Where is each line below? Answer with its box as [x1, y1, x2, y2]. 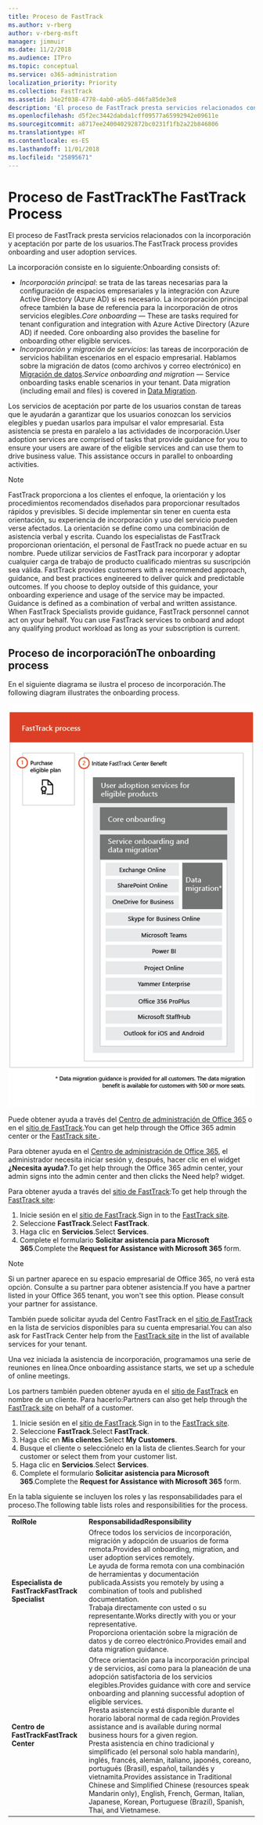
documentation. [88, 1594, 139, 1604]
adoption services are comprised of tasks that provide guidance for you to [8, 435, 248, 444]
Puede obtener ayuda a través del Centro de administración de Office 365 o [8, 1115, 253, 1124]
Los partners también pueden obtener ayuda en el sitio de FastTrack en [8, 1386, 239, 1396]
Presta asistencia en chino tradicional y [88, 1739, 215, 1748]
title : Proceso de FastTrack [8, 13, 103, 20]
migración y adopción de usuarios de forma [88, 1535, 229, 1546]
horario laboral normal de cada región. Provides [88, 1714, 240, 1723]
